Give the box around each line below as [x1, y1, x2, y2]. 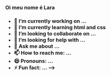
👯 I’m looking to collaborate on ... [14, 30, 96, 37]
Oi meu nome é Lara [5, 4, 55, 11]
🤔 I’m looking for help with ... [14, 36, 86, 43]
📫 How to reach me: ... [14, 49, 72, 56]
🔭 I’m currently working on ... [14, 17, 87, 24]
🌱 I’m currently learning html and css [14, 24, 106, 31]
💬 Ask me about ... [14, 42, 60, 49]
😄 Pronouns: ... [14, 57, 53, 64]
